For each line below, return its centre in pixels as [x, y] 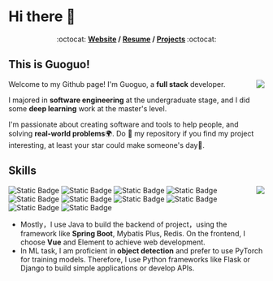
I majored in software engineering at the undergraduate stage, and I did [129, 100]
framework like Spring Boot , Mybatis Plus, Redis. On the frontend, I [132, 233]
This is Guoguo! [49, 65]
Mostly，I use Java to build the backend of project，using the [123, 224]
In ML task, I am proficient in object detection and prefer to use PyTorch [141, 250]
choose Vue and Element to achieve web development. [113, 242]
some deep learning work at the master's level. [88, 108]
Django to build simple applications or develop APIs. [107, 268]
